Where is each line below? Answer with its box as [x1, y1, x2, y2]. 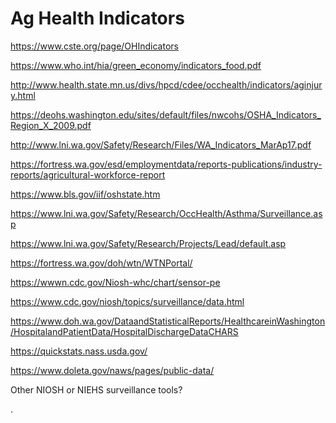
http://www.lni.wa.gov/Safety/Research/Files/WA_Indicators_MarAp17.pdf [10, 138, 312, 151]
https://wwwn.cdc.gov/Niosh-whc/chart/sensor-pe [10, 276, 221, 288]
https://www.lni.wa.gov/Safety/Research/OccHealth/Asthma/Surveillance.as [10, 207, 323, 219]
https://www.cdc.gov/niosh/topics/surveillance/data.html [10, 295, 245, 307]
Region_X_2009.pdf [10, 119, 92, 131]
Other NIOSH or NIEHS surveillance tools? [10, 383, 183, 396]
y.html [10, 89, 36, 101]
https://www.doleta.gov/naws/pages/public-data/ [10, 364, 215, 376]
